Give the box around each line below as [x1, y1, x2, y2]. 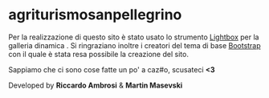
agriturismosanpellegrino [8, 6, 182, 24]
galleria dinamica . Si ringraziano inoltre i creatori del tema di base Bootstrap [8, 40, 261, 50]
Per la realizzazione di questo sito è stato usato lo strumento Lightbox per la [8, 32, 259, 42]
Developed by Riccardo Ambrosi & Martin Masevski [8, 80, 183, 90]
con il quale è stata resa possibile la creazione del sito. [8, 49, 189, 59]
